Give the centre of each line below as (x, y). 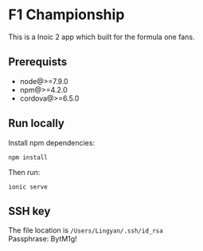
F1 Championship (66, 15)
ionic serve (28, 187)
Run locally (37, 124)
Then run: (24, 172)
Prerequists (38, 62)
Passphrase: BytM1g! (43, 239)
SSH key (29, 211)
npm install (28, 157)
